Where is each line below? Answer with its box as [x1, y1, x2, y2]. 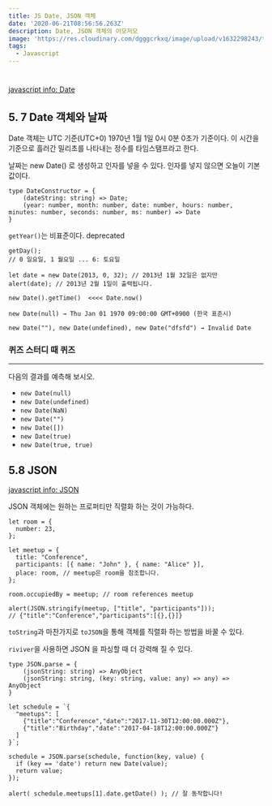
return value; [15, 767, 63, 775]
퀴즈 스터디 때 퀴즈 [8, 344, 76, 356]
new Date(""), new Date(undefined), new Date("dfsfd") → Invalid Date [8, 324, 252, 332]
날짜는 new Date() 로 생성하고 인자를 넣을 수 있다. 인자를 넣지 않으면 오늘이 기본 [8, 161, 261, 170]
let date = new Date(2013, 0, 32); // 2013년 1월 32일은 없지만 [8, 271, 219, 279]
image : [8, 34, 31, 43]
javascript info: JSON [8, 485, 79, 495]
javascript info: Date [8, 84, 75, 94]
